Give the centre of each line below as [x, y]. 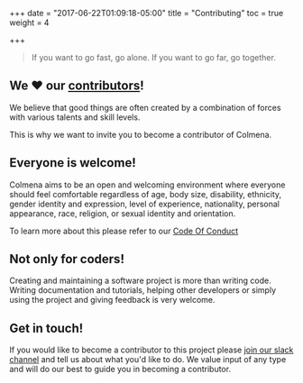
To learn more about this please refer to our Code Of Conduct [124, 231]
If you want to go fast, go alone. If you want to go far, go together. [154, 57]
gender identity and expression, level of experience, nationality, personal [144, 204]
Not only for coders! [67, 259]
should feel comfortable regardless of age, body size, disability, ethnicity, [146, 194]
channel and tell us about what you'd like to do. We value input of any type [148, 360]
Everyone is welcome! [73, 163]
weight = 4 [29, 23]
